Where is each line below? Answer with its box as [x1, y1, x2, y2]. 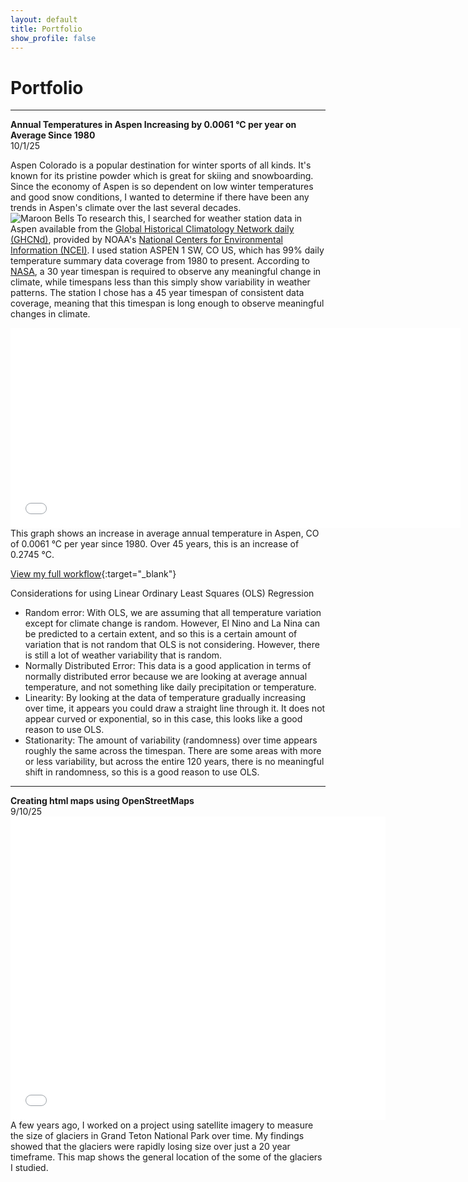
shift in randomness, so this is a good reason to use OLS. [24, 766, 260, 778]
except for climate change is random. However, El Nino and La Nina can [24, 617, 321, 630]
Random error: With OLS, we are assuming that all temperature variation [24, 607, 322, 619]
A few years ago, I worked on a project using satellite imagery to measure [10, 1119, 314, 1131]
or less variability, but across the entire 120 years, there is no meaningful [24, 756, 325, 768]
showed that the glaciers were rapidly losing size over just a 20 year [10, 1141, 291, 1153]
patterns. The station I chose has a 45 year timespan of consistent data [10, 287, 305, 299]
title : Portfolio [10, 24, 83, 34]
